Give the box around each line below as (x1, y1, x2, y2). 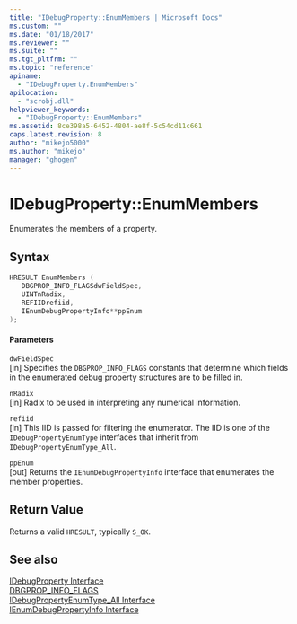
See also (9, 551, 58, 567)
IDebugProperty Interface (9, 576, 104, 586)
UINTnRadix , (21, 290, 66, 299)
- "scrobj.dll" (17, 96, 74, 106)
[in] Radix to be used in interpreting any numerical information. (9, 397, 240, 408)
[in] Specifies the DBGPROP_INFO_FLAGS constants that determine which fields (9, 362, 289, 373)
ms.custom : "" (9, 22, 63, 31)
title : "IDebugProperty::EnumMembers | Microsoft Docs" (9, 13, 223, 22)
